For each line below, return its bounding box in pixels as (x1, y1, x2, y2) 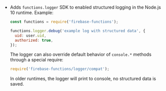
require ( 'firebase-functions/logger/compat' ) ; (10, 66, 110, 72)
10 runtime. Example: (10, 10, 54, 16)
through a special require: (10, 57, 64, 63)
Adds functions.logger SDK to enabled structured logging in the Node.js (10, 5, 161, 10)
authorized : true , (15, 38, 53, 43)
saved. (10, 81, 24, 87)
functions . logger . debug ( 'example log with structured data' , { (10, 28, 146, 33)
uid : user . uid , (15, 33, 47, 38)
